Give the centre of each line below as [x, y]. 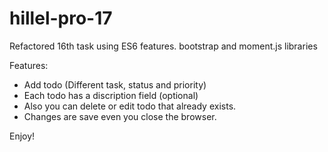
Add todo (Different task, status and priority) [115, 84]
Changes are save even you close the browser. [120, 116]
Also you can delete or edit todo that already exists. [130, 106]
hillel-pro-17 [61, 18]
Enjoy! [22, 136]
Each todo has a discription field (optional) [111, 95]
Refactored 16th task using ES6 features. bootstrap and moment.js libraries [163, 46]
